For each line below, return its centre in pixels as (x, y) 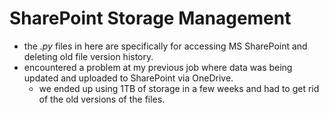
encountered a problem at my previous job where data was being (158, 67)
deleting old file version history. (88, 56)
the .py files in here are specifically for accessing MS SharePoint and (165, 46)
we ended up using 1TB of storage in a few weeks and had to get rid (179, 88)
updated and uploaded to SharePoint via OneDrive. (128, 78)
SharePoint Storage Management (150, 18)
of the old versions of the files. (102, 99)
